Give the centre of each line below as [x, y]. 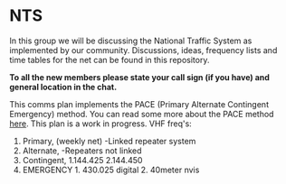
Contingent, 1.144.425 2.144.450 [82, 160]
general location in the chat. [63, 87]
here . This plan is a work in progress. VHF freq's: [100, 124]
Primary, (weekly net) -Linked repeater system [109, 141]
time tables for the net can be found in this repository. [110, 60]
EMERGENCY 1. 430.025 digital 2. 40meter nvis [111, 170]
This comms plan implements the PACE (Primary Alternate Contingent [139, 104]
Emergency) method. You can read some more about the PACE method [142, 114]
